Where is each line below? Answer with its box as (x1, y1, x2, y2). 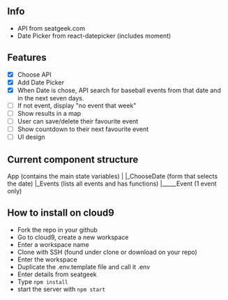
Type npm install (17, 277, 68, 285)
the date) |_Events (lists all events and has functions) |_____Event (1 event (7, 179, 218, 188)
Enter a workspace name (17, 240, 89, 248)
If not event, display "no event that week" (17, 101, 137, 110)
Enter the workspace (17, 255, 78, 264)
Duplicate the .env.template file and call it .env (17, 262, 151, 271)
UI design (17, 133, 45, 142)
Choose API (17, 70, 52, 79)
